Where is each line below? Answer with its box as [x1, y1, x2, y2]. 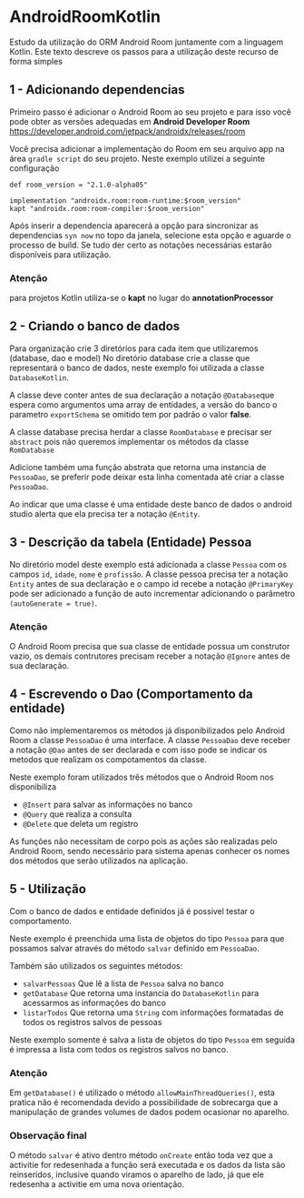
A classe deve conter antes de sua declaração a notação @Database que [9, 389, 275, 400]
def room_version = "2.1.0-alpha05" [9, 180, 148, 189]
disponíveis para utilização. [9, 248, 112, 260]
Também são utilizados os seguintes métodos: [9, 960, 183, 971]
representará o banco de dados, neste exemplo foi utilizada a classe [9, 362, 265, 373]
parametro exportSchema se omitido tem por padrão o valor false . [9, 408, 252, 419]
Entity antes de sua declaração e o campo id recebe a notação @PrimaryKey [9, 578, 294, 589]
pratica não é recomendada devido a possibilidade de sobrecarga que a [9, 1096, 279, 1107]
